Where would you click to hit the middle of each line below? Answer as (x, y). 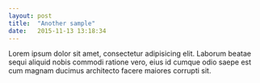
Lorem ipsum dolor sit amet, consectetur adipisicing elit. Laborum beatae (130, 54)
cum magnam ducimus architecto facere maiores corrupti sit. (110, 71)
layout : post (30, 16)
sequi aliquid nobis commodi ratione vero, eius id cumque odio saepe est (130, 62)
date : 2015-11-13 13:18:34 (57, 31)
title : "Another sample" (52, 23)
